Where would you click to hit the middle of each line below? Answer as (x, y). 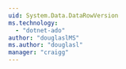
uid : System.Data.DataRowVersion (63, 15)
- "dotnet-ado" (40, 30)
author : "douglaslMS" (44, 38)
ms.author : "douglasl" (46, 45)
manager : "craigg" (38, 52)
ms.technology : (33, 23)
